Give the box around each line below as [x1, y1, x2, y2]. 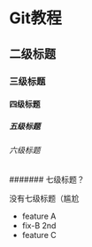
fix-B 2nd [21, 219, 57, 231]
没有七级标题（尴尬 [9, 193, 80, 203]
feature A [21, 211, 57, 221]
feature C [21, 229, 57, 240]
